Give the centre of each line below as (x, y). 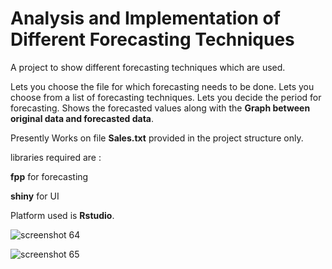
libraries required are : (56, 157)
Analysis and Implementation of (145, 18)
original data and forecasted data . (82, 118)
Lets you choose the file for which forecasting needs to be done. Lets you (162, 86)
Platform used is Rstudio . (62, 215)
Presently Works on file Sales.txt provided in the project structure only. (157, 138)
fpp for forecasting (49, 176)
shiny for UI (35, 196)
